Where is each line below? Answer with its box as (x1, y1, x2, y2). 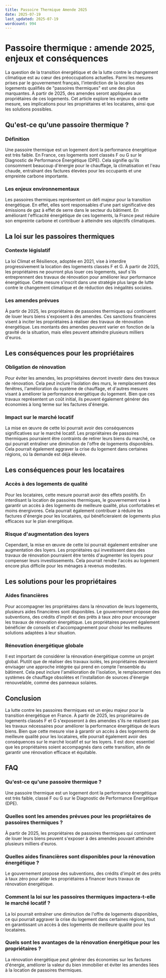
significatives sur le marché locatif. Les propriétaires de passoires (5, 430, 139, 436)
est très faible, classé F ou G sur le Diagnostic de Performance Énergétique (5, 795, 159, 801)
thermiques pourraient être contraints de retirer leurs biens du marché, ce (5, 436, 156, 442)
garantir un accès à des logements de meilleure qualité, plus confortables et (5, 502, 160, 508)
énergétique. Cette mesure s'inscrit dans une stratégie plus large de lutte (5, 279, 154, 285)
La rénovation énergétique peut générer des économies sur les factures (5, 956, 152, 962)
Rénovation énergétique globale (5, 642, 84, 649)
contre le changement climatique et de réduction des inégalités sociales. (5, 285, 153, 290)
